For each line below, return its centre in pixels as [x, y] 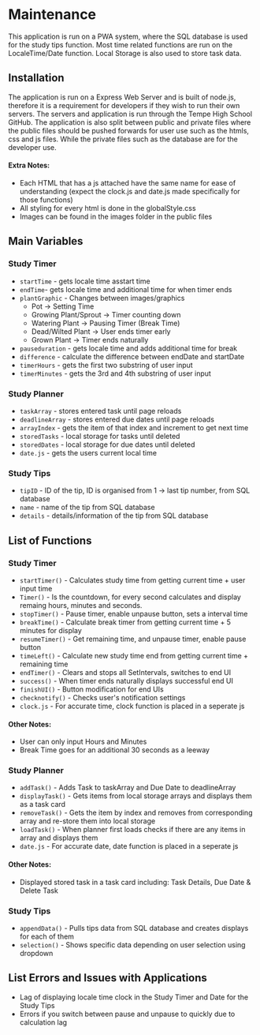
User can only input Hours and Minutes [83, 742]
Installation [36, 78]
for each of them [47, 936]
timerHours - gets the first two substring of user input [106, 365]
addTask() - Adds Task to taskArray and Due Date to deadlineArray [128, 788]
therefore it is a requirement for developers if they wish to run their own [124, 105]
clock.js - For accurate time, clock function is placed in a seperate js [132, 706]
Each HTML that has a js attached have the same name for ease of [128, 182]
